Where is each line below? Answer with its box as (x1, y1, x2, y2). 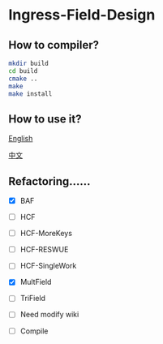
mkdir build (8, 59, 49, 67)
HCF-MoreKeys (19, 229, 73, 239)
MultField (19, 277, 52, 287)
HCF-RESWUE (19, 245, 69, 255)
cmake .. (8, 75, 38, 83)
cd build (8, 67, 38, 75)
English (8, 134, 33, 144)
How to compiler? (8, 38, 100, 52)
